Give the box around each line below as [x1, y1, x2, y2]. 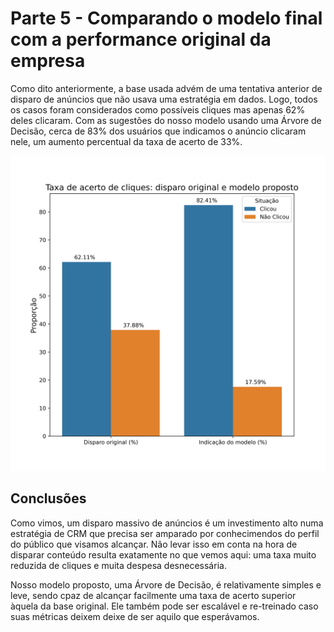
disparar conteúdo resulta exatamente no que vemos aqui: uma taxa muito [10, 548, 317, 561]
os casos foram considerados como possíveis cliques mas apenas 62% [10, 103, 306, 116]
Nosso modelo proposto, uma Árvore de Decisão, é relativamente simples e [10, 578, 322, 591]
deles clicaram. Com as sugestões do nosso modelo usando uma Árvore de [10, 114, 322, 126]
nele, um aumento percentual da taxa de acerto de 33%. [10, 135, 243, 147]
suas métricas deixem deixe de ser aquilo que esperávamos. [10, 610, 260, 622]
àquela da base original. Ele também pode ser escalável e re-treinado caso [10, 600, 319, 612]
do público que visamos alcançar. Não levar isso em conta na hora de [10, 538, 298, 550]
